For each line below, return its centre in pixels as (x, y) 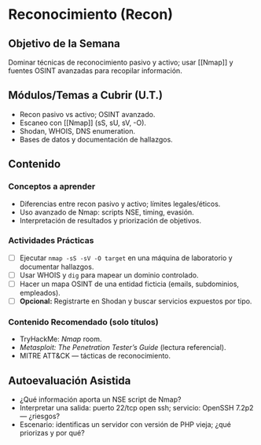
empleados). (40, 292)
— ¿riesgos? (40, 416)
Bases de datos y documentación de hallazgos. (96, 139)
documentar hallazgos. (57, 267)
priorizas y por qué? (52, 433)
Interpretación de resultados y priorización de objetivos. (110, 220)
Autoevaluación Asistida (70, 380)
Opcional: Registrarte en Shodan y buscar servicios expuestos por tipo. (136, 301)
